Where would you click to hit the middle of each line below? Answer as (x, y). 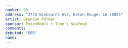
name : (11, 38)
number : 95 (17, 10)
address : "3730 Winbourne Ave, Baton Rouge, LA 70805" (64, 14)
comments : (16, 28)
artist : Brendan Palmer (30, 19)
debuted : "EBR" (21, 33)
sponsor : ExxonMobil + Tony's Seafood (46, 24)
